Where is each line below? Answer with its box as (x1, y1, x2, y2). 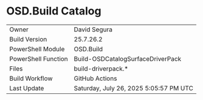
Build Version (9, 35, 47, 43)
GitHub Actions (74, 74, 117, 83)
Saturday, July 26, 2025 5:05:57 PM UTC (74, 84, 193, 92)
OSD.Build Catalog (6, 4, 101, 18)
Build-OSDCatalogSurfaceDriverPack (74, 54, 182, 63)
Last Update (9, 84, 44, 92)
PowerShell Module (9, 45, 65, 53)
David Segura (74, 25, 112, 34)
